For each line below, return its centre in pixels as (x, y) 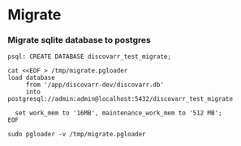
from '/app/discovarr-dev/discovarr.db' (95, 85)
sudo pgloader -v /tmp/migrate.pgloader (77, 135)
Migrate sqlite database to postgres (79, 40)
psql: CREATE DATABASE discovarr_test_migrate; (90, 57)
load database (32, 78)
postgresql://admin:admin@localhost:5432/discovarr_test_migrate (120, 99)
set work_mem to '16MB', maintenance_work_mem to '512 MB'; (118, 113)
